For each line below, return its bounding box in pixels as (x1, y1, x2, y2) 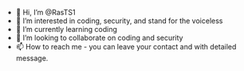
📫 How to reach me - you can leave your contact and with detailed (15, 42, 237, 51)
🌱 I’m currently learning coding (15, 25, 118, 34)
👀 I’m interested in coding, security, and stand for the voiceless (15, 16, 223, 26)
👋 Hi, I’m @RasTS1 (15, 8, 76, 17)
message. (15, 53, 49, 63)
